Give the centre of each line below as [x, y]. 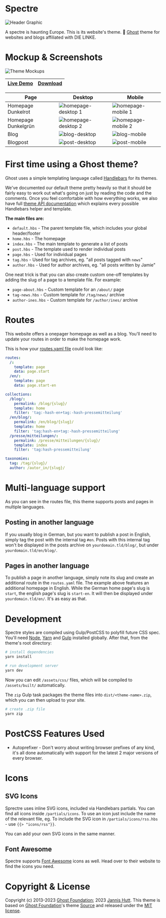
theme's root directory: [28, 643]
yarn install [19, 657]
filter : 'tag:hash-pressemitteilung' [53, 450]
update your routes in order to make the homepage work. [63, 339]
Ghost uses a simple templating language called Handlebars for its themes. [82, 178]
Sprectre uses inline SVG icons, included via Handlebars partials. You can [80, 808]
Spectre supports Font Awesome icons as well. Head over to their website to [83, 861]
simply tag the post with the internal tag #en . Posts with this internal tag [78, 539]
